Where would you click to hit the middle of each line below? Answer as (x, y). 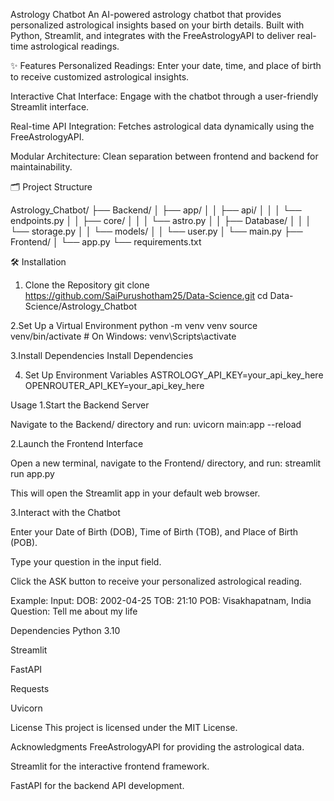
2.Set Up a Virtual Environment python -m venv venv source (134, 325)
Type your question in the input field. (86, 562)
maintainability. (41, 167)
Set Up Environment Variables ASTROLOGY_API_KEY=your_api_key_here (174, 375)
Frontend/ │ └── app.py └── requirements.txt (106, 242)
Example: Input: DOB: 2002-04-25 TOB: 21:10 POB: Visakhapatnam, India (161, 600)
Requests (30, 688)
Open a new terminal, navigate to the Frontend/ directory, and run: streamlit (166, 463)
